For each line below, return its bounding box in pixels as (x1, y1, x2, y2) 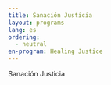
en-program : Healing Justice (8, 48, 103, 55)
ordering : (8, 33, 41, 41)
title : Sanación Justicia (8, 11, 92, 19)
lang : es (8, 26, 37, 34)
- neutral (15, 41, 47, 48)
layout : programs (8, 19, 65, 27)
